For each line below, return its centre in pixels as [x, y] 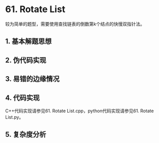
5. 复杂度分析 [26, 135]
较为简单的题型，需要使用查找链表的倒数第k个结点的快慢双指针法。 [75, 24]
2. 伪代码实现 [26, 60]
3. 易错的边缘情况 [32, 79]
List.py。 [14, 117]
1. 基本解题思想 [29, 41]
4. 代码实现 [22, 98]
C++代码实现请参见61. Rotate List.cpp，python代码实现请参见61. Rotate [79, 111]
